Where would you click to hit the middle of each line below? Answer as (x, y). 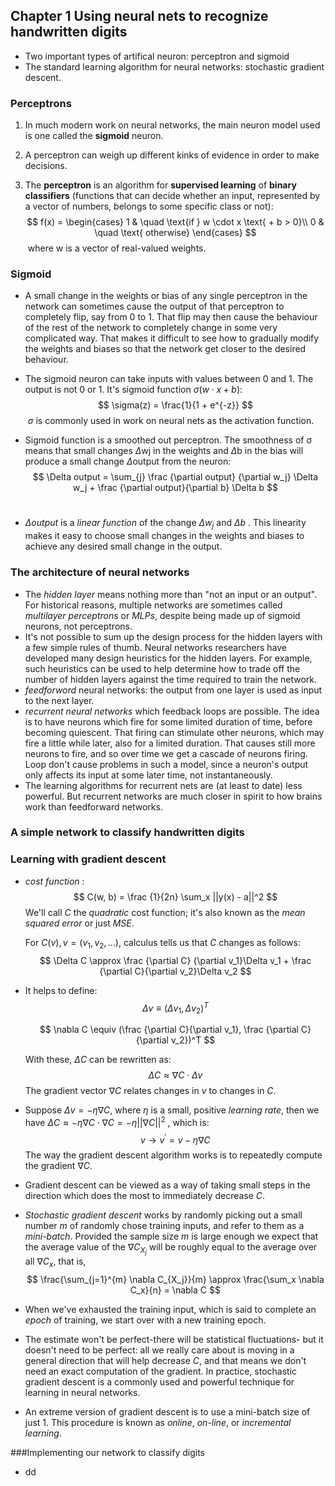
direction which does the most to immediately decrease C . (145, 1196)
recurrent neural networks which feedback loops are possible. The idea (172, 711)
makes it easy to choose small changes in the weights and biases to (164, 536)
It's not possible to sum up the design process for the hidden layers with (173, 636)
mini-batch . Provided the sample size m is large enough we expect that (171, 1236)
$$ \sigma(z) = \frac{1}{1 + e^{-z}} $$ (175, 405)
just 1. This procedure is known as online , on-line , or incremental (158, 1423)
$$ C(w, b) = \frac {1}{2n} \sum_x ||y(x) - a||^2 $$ (175, 896)
